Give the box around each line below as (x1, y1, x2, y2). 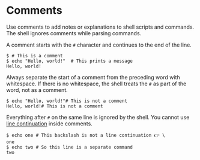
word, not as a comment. (6, 86, 68, 93)
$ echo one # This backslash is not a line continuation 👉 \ (6, 132, 165, 138)
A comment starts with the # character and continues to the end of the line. (6, 41, 192, 48)
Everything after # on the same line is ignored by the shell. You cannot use (6, 113, 190, 121)
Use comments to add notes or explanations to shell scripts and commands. (6, 23, 194, 30)
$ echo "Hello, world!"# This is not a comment (6, 98, 128, 104)
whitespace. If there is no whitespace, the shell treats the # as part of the (6, 80, 187, 87)
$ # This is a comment (6, 53, 63, 59)
